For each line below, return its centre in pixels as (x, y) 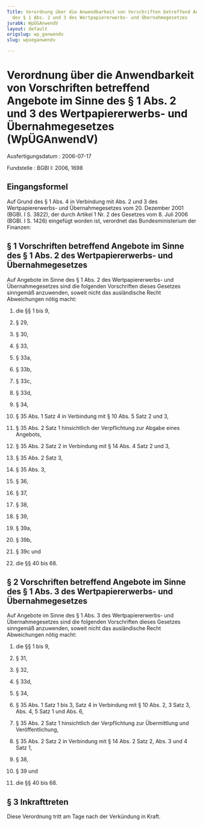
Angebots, (28, 434)
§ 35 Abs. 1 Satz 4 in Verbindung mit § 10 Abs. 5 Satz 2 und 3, (92, 416)
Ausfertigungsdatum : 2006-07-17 (49, 156)
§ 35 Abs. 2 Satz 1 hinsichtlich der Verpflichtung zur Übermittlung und (102, 723)
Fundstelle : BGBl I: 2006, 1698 (45, 167)
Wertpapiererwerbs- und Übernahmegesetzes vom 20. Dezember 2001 (95, 208)
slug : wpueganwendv (31, 40)
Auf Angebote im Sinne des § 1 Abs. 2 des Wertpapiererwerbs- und (90, 279)
